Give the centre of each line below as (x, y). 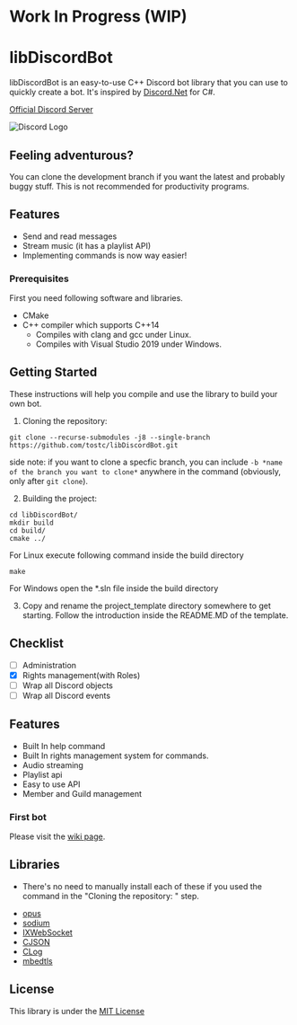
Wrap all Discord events (66, 695)
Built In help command (64, 746)
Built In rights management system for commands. (115, 755)
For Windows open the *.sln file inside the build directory (114, 588)
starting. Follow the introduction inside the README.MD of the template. (155, 615)
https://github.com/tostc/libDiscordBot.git (94, 445)
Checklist (37, 644)
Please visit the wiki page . (57, 836)
